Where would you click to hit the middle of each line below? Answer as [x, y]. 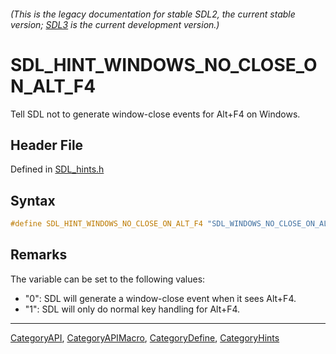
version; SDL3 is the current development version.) [115, 24]
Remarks [39, 255]
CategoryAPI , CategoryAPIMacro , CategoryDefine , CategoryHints [145, 337]
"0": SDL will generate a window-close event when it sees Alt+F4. [160, 298]
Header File [47, 145]
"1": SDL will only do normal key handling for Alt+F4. [132, 309]
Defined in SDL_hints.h [57, 169]
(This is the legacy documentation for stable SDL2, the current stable [153, 14]
